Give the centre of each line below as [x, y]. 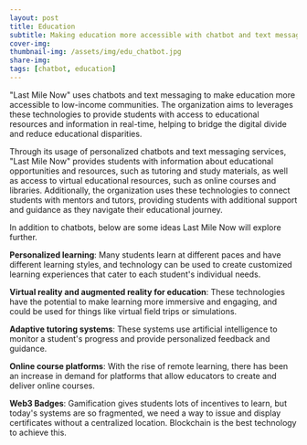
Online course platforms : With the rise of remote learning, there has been [149, 366]
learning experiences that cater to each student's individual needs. [135, 274]
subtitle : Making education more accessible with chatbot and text [141, 35]
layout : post [34, 18]
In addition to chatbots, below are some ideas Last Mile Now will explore [145, 227]
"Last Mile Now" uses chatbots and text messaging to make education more [152, 95]
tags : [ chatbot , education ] [63, 69]
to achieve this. [38, 432]
